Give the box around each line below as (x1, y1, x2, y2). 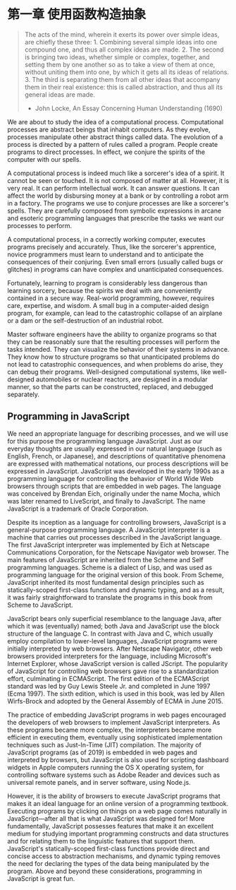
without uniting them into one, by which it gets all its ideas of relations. (24, 68, 229, 76)
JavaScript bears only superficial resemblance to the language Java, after (7, 614, 222, 622)
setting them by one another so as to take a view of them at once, (24, 60, 216, 69)
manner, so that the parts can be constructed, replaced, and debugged (7, 382, 213, 391)
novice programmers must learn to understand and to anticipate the (7, 250, 204, 259)
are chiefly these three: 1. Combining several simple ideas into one (24, 37, 218, 46)
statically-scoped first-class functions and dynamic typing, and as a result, (7, 586, 225, 594)
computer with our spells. (7, 155, 82, 163)
